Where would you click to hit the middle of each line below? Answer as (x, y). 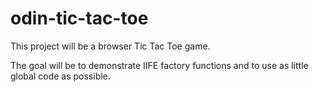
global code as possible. (60, 76)
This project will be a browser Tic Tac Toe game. (110, 46)
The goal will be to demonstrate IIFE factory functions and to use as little (159, 65)
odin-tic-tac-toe (79, 18)
